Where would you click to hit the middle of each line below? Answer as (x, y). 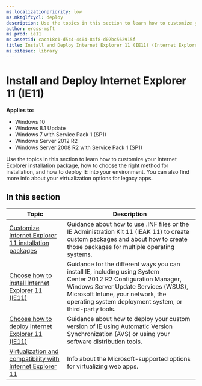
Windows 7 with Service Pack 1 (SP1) (61, 134)
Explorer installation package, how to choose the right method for (87, 165)
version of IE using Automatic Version (120, 326)
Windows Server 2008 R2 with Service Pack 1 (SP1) (79, 147)
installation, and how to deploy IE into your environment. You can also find (98, 171)
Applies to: (20, 110)
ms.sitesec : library (32, 51)
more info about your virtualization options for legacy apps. (80, 178)
